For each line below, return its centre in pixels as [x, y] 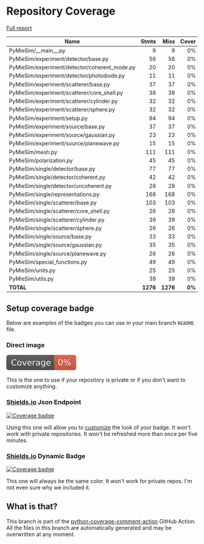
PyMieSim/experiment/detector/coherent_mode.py [72, 68]
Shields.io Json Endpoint [44, 402]
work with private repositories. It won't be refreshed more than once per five [102, 434]
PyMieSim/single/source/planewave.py [58, 253]
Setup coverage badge [50, 308]
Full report [19, 28]
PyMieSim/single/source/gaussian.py [55, 245]
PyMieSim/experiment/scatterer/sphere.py [62, 110]
